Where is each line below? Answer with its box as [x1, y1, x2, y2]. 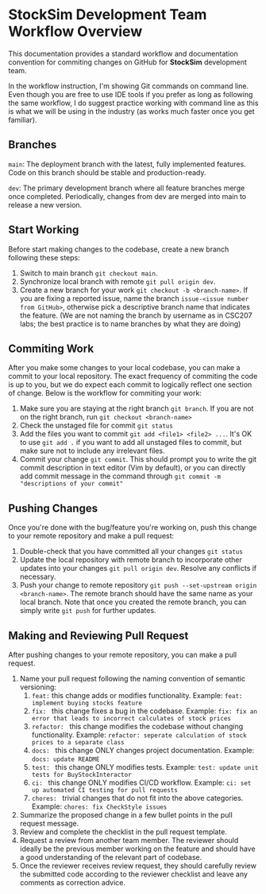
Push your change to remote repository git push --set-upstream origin [19, 580, 257, 590]
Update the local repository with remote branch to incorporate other [19, 555, 242, 564]
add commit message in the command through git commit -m [19, 471, 221, 481]
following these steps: [8, 252, 81, 262]
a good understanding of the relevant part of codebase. [19, 853, 202, 861]
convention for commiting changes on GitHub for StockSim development [8, 57, 248, 67]
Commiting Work [8, 342, 94, 355]
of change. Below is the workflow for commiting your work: [8, 388, 202, 398]
